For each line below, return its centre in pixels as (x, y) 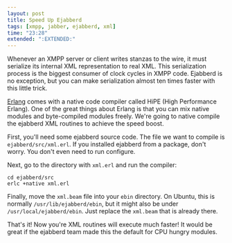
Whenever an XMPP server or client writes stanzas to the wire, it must (107, 59)
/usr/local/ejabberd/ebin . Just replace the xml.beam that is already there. (113, 211)
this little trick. (27, 88)
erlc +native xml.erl (38, 184)
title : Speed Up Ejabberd (44, 20)
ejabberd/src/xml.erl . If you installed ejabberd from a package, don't (107, 144)
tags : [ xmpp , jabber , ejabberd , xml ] (62, 26)
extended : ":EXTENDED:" (42, 39)
